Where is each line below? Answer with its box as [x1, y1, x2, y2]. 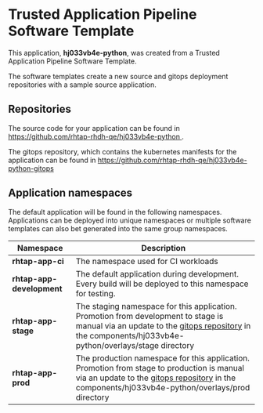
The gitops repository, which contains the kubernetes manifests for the [8, 147, 237, 156]
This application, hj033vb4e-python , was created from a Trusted [8, 48, 221, 57]
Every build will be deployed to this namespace [75, 278, 249, 289]
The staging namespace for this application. [75, 300, 237, 311]
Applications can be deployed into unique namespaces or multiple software [8, 216, 252, 225]
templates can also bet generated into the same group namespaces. [8, 223, 229, 233]
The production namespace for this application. [75, 353, 250, 364]
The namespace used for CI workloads [75, 255, 218, 266]
